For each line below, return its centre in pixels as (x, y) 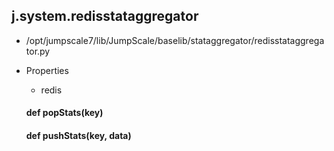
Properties (47, 70)
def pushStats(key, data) (78, 135)
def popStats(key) (64, 113)
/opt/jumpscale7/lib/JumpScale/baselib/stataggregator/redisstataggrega (175, 40)
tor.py (38, 51)
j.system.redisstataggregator (105, 16)
